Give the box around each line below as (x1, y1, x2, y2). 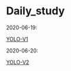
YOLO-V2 (6, 58, 30, 66)
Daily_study (6, 4, 65, 18)
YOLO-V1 (6, 35, 28, 42)
